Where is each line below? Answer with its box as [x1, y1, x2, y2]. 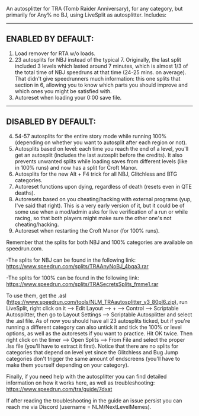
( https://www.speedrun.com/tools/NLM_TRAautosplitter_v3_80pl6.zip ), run [6, 298, 188, 305]
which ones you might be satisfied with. [14, 87, 112, 94]
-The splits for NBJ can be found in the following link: [6, 256, 136, 263]
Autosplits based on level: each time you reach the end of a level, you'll [14, 145, 188, 152]
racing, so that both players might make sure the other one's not [14, 214, 172, 221]
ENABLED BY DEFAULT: [6, 34, 94, 44]
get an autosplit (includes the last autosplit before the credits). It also [14, 151, 182, 158]
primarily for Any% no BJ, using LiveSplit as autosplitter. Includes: [6, 11, 167, 18]
